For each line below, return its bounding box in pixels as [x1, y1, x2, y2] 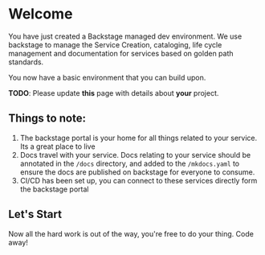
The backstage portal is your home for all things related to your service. [19, 133, 258, 142]
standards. [8, 57, 44, 67]
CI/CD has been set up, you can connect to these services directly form [19, 175, 258, 185]
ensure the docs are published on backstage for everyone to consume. [19, 167, 255, 177]
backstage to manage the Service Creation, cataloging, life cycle [8, 39, 222, 49]
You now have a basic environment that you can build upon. [8, 72, 206, 82]
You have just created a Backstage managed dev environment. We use [8, 31, 243, 41]
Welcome [8, 5, 73, 23]
